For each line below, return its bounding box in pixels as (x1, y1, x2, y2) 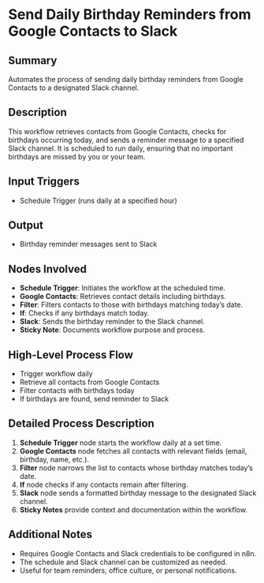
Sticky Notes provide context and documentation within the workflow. (19, 505, 248, 514)
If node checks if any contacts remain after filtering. (19, 480, 188, 489)
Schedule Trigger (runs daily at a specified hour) (19, 196, 177, 205)
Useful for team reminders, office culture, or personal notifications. (19, 566, 237, 575)
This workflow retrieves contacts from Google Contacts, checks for (8, 126, 227, 136)
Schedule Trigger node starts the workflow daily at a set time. (19, 438, 222, 447)
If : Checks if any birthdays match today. (19, 308, 150, 318)
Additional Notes (8, 528, 93, 541)
